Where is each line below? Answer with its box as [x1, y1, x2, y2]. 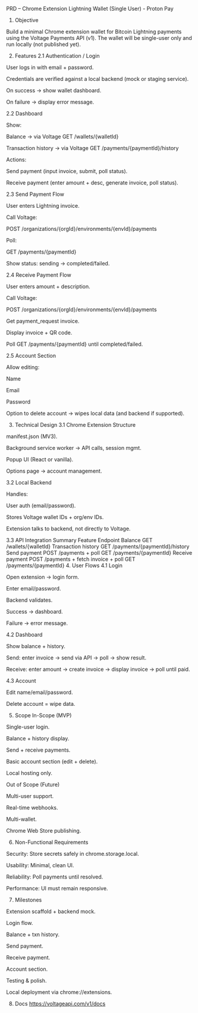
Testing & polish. [6, 977, 47, 984]
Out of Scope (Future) [6, 781, 60, 788]
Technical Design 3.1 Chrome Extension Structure [14, 421, 136, 428]
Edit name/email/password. [6, 689, 73, 696]
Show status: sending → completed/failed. [6, 260, 110, 267]
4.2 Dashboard [6, 631, 43, 638]
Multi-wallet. [6, 815, 37, 823]
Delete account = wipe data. [6, 701, 76, 707]
